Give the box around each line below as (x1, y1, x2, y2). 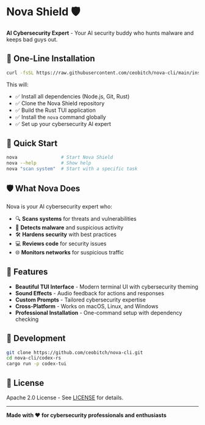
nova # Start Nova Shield (6, 154, 113, 161)
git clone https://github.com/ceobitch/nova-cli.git (6, 349, 143, 355)
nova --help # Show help (6, 160, 92, 166)
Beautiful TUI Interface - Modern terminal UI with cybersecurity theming (15, 283, 198, 290)
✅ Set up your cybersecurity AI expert (15, 120, 112, 127)
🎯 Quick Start (6, 138, 58, 149)
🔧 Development (6, 333, 66, 344)
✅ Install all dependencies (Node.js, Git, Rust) (15, 92, 130, 100)
